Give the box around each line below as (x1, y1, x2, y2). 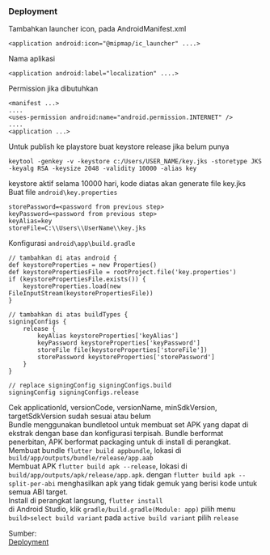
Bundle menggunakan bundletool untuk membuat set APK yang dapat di (8, 420, 249, 430)
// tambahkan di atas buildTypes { (8, 311, 129, 319)
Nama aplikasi (8, 54, 56, 64)
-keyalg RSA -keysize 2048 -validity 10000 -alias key (8, 164, 197, 173)
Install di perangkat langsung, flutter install (8, 496, 163, 506)
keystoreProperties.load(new (23, 282, 121, 290)
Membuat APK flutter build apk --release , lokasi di (8, 461, 188, 471)
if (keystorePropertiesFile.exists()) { (8, 275, 147, 284)
